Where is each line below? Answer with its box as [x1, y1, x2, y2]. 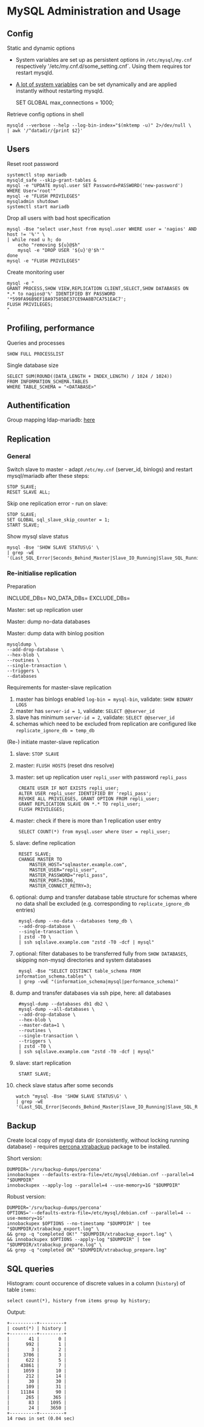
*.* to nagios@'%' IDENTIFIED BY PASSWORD [7, 291, 116, 297]
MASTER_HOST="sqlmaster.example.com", [29, 862, 128, 868]
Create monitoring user [7, 268, 65, 276]
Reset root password [7, 160, 59, 167]
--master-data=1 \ [18, 1022, 65, 1028]
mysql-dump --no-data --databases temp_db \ [18, 918, 133, 924]
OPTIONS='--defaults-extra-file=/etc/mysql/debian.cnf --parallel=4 [7, 1210, 183, 1216]
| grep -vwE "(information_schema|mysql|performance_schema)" [18, 979, 179, 985]
